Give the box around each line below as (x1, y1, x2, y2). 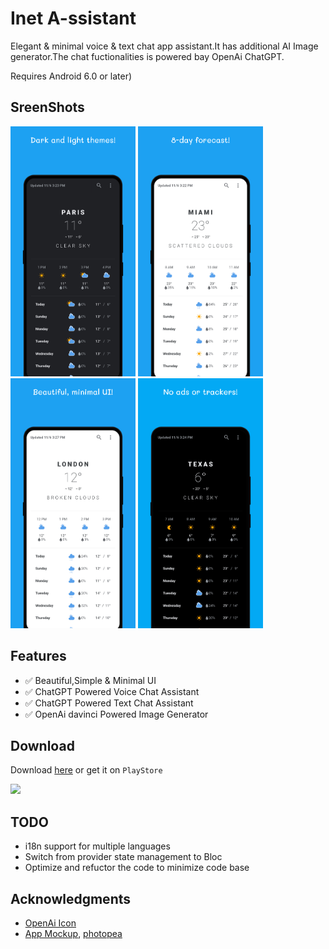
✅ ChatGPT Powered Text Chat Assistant (24, 697, 194, 709)
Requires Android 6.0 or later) (10, 70, 133, 82)
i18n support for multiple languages (24, 840, 171, 852)
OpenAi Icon (24, 917, 77, 929)
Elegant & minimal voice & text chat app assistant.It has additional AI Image (10, 40, 319, 52)
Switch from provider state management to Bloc (24, 851, 223, 863)
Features (10, 648, 67, 665)
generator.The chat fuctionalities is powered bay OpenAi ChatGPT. (10, 50, 285, 62)
